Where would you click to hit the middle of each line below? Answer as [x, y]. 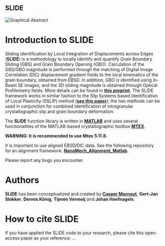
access [12, 238]
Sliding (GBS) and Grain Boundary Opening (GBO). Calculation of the [75, 64]
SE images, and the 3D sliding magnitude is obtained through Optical [88, 85]
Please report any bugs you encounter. [45, 160]
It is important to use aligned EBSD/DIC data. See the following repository [80, 145]
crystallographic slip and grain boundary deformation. [60, 111]
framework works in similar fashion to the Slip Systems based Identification [82, 95]
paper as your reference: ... [48, 238]
